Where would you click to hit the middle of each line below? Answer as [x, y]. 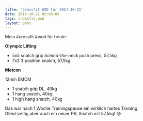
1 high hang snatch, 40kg [37, 99]
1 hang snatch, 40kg [32, 94]
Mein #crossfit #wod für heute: [36, 37]
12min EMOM [18, 79]
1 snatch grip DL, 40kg [34, 89]
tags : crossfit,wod [25, 18]
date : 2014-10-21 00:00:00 [32, 14]
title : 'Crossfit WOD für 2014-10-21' [44, 9]
